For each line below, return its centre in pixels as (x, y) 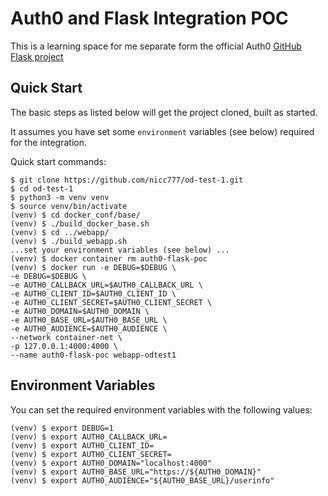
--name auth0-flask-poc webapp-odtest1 (93, 355)
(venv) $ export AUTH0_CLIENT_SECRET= (91, 454)
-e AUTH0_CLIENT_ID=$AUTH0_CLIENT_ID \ (93, 293)
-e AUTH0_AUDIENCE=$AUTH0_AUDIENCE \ (89, 328)
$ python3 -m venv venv (60, 197)
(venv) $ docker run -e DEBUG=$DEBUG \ (93, 267)
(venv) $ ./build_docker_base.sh (80, 223)
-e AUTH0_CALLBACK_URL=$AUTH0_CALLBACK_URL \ (106, 285)
